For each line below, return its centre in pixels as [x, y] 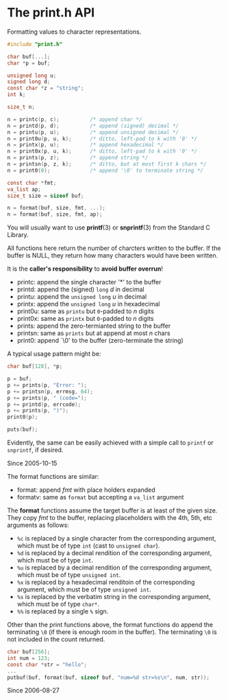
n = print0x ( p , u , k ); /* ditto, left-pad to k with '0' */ [102, 151]
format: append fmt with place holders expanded [86, 490]
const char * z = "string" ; [46, 88]
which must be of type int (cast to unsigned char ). [88, 546]
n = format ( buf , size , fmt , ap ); [55, 214]
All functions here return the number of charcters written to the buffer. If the [114, 248]
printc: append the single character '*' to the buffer [89, 282]
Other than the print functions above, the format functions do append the [110, 625]
